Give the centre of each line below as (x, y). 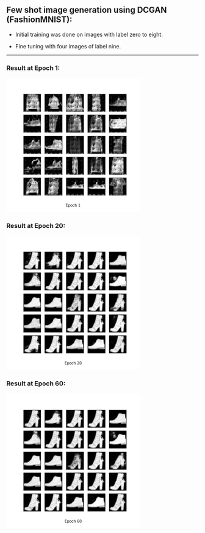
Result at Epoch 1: (33, 68)
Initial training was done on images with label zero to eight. (89, 34)
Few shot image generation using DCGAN (87, 10)
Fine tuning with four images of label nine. (68, 46)
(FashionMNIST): (39, 20)
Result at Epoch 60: (36, 384)
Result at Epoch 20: (36, 226)
